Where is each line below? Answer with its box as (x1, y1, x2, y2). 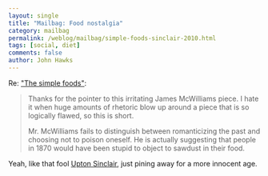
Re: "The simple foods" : (8, 78, 87, 88)
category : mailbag (8, 26, 70, 34)
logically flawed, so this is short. (27, 110, 134, 120)
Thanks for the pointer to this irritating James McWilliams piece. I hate (27, 94, 259, 103)
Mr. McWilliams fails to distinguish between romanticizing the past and (27, 126, 261, 136)
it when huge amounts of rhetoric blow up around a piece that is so (27, 102, 250, 112)
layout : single (8, 11, 59, 20)
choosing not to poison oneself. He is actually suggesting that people (27, 134, 256, 144)
